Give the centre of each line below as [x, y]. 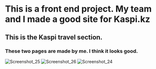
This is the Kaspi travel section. [54, 37]
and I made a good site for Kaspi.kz [78, 19]
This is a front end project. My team [78, 9]
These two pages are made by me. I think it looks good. [71, 51]
